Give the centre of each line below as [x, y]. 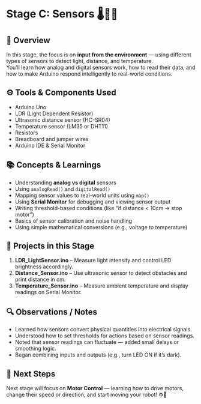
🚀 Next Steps [31, 374]
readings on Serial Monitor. [48, 292]
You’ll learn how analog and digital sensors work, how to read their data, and [101, 67]
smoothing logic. [36, 349]
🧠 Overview [28, 40]
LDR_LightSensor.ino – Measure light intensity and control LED [93, 261]
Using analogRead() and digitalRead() [63, 188]
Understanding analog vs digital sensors [66, 182]
